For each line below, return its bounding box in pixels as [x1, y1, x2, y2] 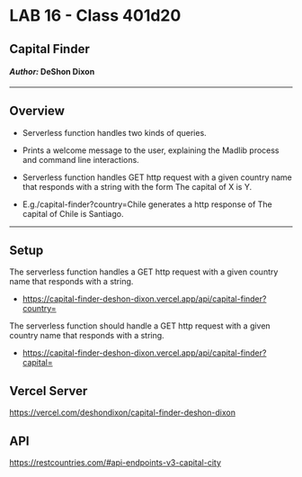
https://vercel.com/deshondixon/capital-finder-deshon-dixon [9, 407, 236, 418]
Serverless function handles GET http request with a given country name [22, 172, 292, 183]
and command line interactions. [22, 154, 139, 165]
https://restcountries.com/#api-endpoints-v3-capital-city [9, 457, 222, 468]
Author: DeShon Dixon [9, 67, 95, 77]
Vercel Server [9, 383, 88, 399]
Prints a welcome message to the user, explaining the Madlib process [22, 145, 280, 156]
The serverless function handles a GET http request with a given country [9, 266, 279, 277]
